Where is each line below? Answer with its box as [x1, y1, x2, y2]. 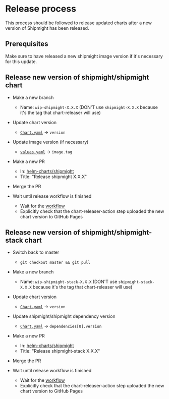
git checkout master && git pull [20, 260, 91, 265]
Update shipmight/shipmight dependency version [12, 313, 116, 319]
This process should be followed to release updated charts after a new [5, 20, 152, 26]
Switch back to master [12, 249, 60, 255]
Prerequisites [5, 40, 48, 48]
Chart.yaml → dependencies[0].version [20, 323, 102, 329]
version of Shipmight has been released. [5, 25, 89, 31]
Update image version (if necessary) [12, 139, 89, 145]
